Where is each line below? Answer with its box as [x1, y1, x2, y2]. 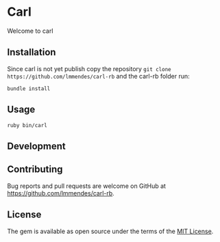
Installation [7, 46, 56, 58]
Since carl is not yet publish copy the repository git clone [7, 64, 171, 72]
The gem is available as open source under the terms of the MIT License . [7, 227, 214, 235]
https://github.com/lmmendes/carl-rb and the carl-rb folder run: [7, 72, 190, 80]
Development [7, 140, 66, 152]
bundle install [7, 85, 51, 92]
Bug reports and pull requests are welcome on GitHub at [7, 182, 167, 190]
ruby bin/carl [7, 122, 48, 129]
